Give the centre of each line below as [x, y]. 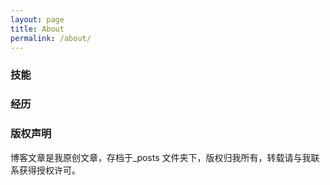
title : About [37, 29]
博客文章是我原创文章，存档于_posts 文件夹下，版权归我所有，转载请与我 [161, 157]
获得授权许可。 [49, 170]
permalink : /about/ [51, 38]
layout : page [37, 19]
